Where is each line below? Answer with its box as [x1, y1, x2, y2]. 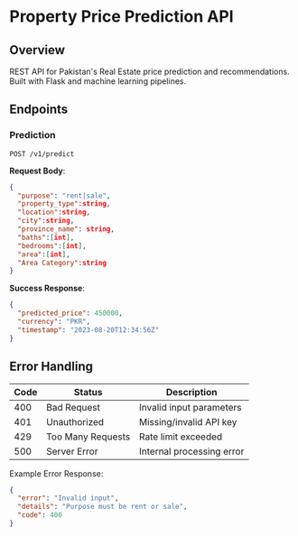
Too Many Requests [46, 430, 131, 443]
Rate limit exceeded [138, 430, 223, 443]
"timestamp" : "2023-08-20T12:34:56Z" [17, 325, 160, 335]
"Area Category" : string [17, 258, 107, 267]
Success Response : [9, 282, 86, 294]
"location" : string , [17, 208, 91, 217]
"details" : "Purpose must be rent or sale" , [17, 503, 188, 512]
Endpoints [9, 102, 69, 117]
